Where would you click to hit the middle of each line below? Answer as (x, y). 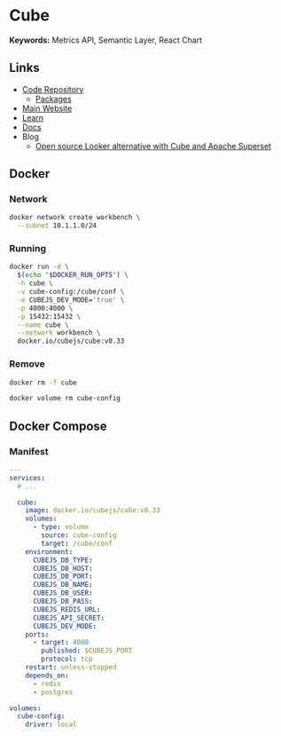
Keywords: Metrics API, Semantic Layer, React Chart (105, 40)
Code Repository (53, 89)
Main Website (47, 108)
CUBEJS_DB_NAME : (62, 585)
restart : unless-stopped (71, 668)
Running (28, 249)
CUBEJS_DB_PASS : (62, 601)
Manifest (29, 451)
